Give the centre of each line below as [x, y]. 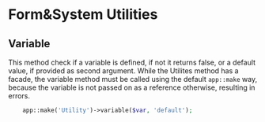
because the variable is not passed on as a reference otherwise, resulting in [132, 87]
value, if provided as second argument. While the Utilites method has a [123, 71]
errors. [19, 96]
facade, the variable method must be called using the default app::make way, [133, 79]
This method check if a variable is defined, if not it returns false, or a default [132, 62]
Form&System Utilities [83, 15]
